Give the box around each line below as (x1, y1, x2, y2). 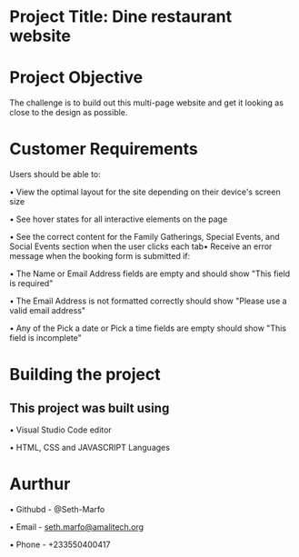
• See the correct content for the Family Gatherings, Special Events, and (9, 232, 280, 243)
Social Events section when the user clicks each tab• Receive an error (9, 241, 273, 252)
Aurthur (9, 474, 71, 494)
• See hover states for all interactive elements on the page (9, 214, 228, 224)
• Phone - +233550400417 (9, 539, 111, 550)
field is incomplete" (9, 333, 82, 343)
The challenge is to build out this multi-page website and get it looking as (9, 97, 284, 108)
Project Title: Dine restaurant (9, 6, 233, 27)
